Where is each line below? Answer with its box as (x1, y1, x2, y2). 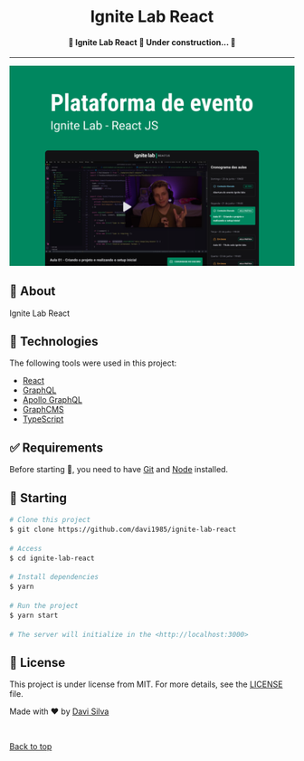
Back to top (9, 741, 52, 752)
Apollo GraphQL (22, 395, 83, 405)
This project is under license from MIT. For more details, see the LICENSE (9, 679, 283, 690)
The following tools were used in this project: (9, 357, 177, 368)
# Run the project (9, 601, 79, 610)
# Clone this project (9, 516, 91, 525)
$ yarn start (9, 611, 59, 620)
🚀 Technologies (9, 333, 99, 349)
